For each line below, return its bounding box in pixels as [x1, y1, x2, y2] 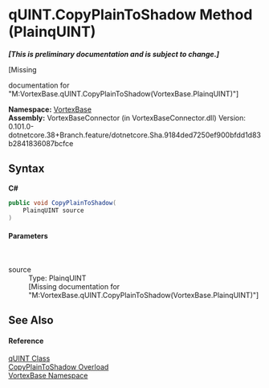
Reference [8, 336, 44, 345]
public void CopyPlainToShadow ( [8, 198, 116, 206]
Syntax [8, 162, 45, 176]
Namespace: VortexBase [8, 104, 92, 114]
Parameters [8, 231, 48, 240]
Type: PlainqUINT [28, 273, 87, 283]
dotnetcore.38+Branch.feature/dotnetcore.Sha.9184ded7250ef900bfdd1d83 [8, 130, 262, 140]
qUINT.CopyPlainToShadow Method [8, 6, 253, 24]
